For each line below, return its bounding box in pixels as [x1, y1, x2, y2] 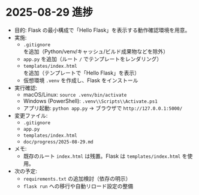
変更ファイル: [14, 112, 48, 119]
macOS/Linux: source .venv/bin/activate [23, 91, 127, 98]
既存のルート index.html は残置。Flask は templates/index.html [23, 152, 181, 160]
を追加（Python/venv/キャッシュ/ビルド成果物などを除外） [23, 47, 169, 55]
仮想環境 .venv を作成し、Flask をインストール [23, 76, 138, 84]
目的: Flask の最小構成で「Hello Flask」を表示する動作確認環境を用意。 [14, 26, 191, 34]
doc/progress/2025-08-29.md [23, 139, 94, 145]
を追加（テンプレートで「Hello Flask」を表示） [23, 69, 140, 76]
